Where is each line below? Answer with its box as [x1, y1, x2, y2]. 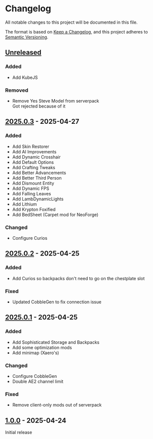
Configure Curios [12, 235, 48, 241]
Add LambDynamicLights [12, 196, 64, 202]
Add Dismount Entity [12, 180, 54, 186]
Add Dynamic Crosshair [12, 154, 61, 160]
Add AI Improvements [12, 148, 57, 154]
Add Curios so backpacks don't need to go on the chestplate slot [12, 275, 145, 281]
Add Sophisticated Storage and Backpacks [12, 339, 100, 345]
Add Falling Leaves [12, 190, 51, 196]
